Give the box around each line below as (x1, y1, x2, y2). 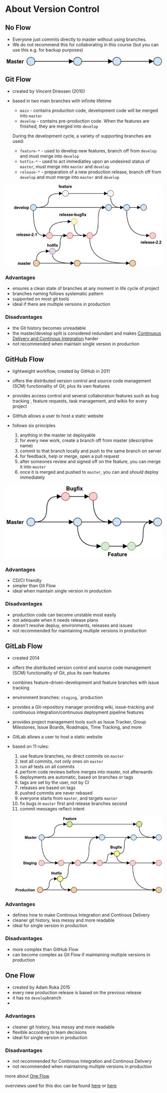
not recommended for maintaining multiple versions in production (12, 627, 147, 634)
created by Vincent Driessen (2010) (12, 88, 85, 94)
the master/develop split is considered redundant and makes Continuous (12, 330, 162, 336)
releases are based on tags (19, 785, 76, 791)
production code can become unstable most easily (12, 612, 117, 618)
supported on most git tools (12, 296, 70, 302)
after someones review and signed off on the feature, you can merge (19, 458, 161, 465)
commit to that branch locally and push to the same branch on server (19, 448, 162, 454)
